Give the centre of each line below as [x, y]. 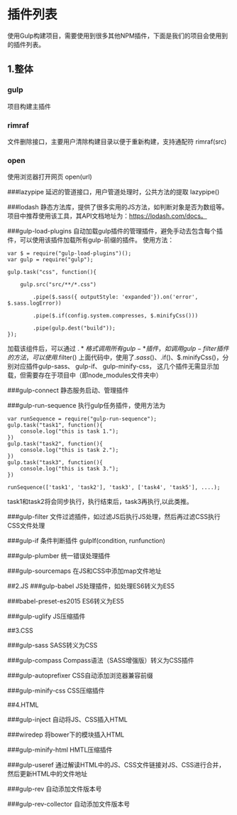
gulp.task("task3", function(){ [55, 463]
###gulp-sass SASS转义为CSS [53, 646]
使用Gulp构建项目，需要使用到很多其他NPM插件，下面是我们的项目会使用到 [118, 36]
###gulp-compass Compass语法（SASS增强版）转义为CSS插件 [101, 661]
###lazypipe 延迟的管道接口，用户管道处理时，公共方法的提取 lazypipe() [114, 192]
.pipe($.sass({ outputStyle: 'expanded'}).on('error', [116, 297]
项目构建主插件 [29, 106]
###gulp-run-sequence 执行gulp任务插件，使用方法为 [86, 406]
